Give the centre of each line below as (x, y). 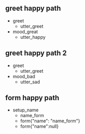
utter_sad (30, 82)
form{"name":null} (39, 126)
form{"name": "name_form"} (50, 121)
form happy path (32, 98)
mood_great (25, 31)
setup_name (26, 110)
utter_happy (33, 37)
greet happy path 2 (36, 53)
